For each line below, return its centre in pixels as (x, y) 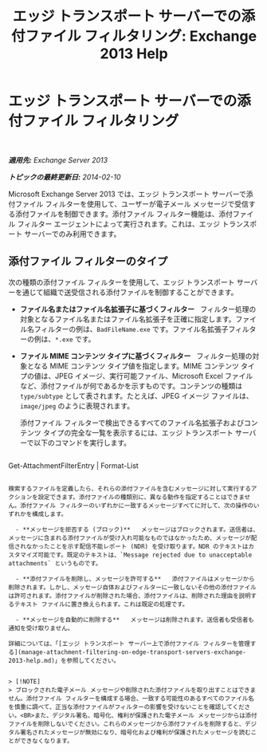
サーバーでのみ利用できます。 (72, 234)
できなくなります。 (46, 741)
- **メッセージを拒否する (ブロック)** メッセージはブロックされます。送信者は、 (137, 530)
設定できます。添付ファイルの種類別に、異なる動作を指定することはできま (141, 497)
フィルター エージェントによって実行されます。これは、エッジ (119, 223)
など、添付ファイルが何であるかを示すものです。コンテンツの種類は (131, 386)
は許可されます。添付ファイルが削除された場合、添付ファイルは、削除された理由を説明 (130, 596)
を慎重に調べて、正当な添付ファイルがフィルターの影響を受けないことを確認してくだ (126, 707)
